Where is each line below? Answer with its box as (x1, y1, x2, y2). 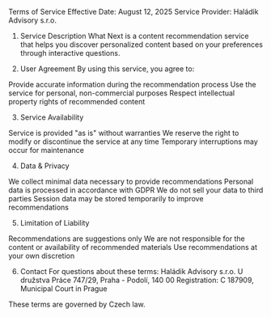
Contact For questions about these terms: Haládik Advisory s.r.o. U (19, 267, 243, 276)
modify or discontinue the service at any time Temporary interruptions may (8, 137, 259, 146)
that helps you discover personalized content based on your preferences (19, 40, 263, 49)
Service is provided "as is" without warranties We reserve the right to (8, 129, 239, 137)
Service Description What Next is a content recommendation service (19, 32, 249, 40)
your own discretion (8, 251, 75, 260)
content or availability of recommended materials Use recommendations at (8, 243, 257, 251)
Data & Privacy (19, 161, 70, 171)
